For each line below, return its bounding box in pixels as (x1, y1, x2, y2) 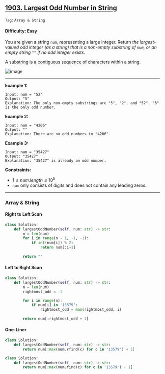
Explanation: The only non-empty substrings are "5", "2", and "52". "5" (5, 100, 160, 106)
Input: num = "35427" (5, 150, 50, 155)
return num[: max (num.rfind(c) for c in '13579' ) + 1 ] (23, 347, 135, 352)
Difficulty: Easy (5, 28, 38, 34)
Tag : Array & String (5, 17, 45, 23)
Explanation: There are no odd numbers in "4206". (5, 132, 111, 137)
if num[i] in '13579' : (31, 302, 78, 308)
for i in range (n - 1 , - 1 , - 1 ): (23, 236, 89, 241)
